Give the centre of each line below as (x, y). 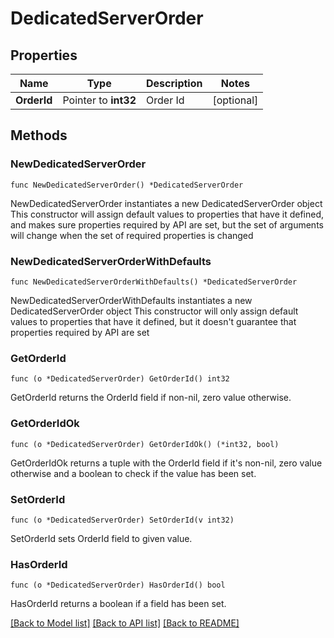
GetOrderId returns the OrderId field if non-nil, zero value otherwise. (151, 398)
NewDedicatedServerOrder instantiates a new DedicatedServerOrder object (166, 203)
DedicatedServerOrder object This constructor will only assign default (154, 311)
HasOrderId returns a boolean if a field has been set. (118, 604)
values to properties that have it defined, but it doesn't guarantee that (153, 321)
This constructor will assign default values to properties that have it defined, (167, 214)
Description (174, 83)
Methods (39, 135)
